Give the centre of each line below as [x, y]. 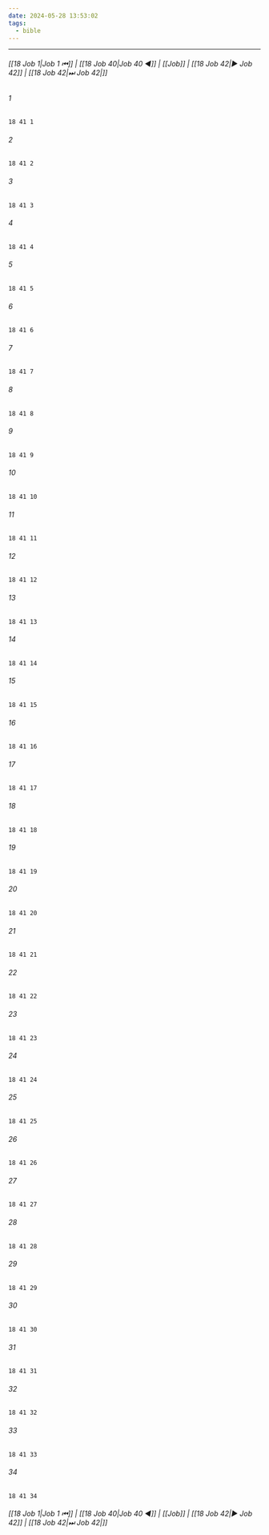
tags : [17, 23]
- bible [28, 30]
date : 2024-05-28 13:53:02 [53, 16]
